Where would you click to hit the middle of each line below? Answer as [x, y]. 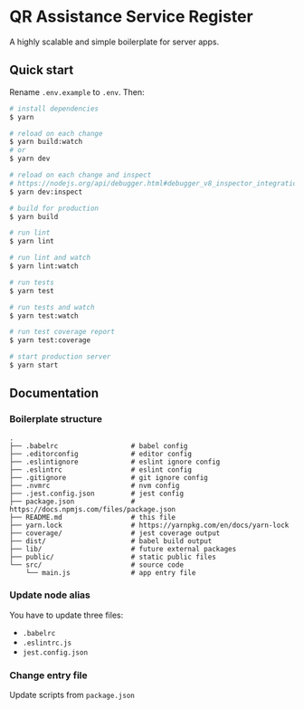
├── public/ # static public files [113, 557]
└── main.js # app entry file [111, 572]
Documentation [54, 393]
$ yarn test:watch [44, 316]
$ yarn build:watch [46, 142]
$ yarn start [34, 365]
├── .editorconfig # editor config [101, 454]
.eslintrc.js [47, 643]
